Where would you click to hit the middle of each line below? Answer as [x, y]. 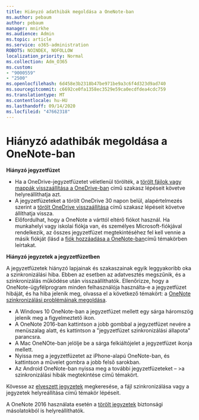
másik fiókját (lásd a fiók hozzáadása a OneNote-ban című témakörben [101, 239]
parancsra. [28, 337]
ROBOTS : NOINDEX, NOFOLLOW [40, 51]
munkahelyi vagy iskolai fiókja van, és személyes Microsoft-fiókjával [98, 226]
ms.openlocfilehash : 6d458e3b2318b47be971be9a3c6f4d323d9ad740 [86, 84]
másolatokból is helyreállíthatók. [45, 411]
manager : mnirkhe [28, 28]
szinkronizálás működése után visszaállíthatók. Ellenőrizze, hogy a [88, 281]
